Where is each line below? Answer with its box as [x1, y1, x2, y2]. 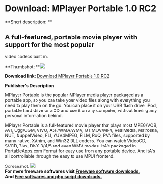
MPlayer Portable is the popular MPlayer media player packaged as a [5, 92, 144, 98]
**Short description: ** [5, 19, 52, 25]
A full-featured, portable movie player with [5, 33, 138, 41]
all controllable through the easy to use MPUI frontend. [5, 153, 115, 159]
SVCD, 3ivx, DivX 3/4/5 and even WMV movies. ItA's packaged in [5, 143, 136, 148]
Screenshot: [5, 163, 30, 169]
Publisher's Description [5, 82, 54, 88]
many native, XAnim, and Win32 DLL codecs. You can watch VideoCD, [5, 137, 146, 144]
